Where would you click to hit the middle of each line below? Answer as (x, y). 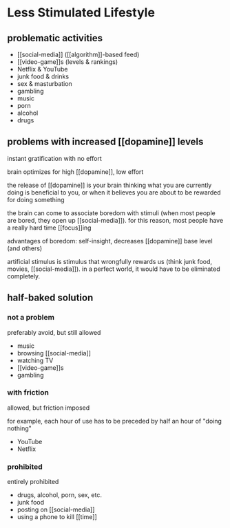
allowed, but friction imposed (49, 408)
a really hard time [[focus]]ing (49, 228)
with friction (28, 393)
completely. (24, 276)
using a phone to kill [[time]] (57, 517)
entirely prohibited (33, 482)
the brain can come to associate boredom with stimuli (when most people (111, 213)
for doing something (36, 199)
